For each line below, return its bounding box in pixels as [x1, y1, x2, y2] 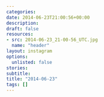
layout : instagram [6, 48, 52, 54]
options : [6, 54, 28, 60]
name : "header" [11, 43, 50, 49]
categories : [6, 8, 36, 15]
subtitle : [6, 70, 31, 77]
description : [6, 20, 39, 26]
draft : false [6, 25, 39, 32]
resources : [6, 31, 34, 37]
